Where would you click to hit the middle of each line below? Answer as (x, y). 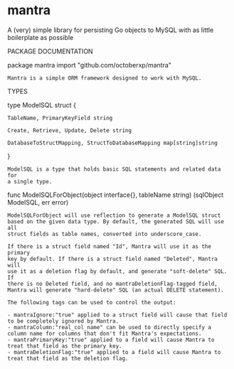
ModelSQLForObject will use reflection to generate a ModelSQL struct (114, 215)
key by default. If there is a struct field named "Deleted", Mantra (113, 259)
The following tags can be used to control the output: (92, 302)
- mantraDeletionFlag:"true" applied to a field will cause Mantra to (114, 352)
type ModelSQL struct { (42, 105)
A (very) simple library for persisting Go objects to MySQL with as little (111, 30)
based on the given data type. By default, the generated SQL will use (116, 221)
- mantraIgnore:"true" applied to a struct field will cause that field (117, 315)
